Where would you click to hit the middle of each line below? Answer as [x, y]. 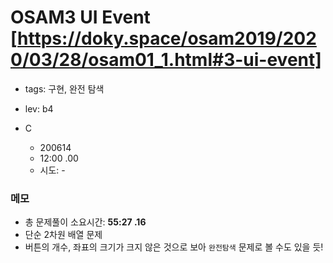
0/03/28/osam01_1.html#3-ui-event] [166, 60]
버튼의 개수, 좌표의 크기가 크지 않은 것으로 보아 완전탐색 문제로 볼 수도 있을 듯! [174, 247]
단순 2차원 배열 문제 [63, 235]
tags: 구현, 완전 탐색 [64, 88]
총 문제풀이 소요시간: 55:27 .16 [85, 222]
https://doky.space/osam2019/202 [167, 38]
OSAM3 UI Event [80, 17]
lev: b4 [39, 108]
